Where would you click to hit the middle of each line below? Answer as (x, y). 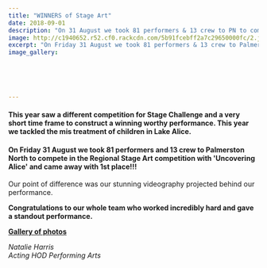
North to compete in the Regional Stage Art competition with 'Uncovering (132, 158)
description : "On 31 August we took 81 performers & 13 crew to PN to (128, 30)
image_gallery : (33, 52)
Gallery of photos (38, 232)
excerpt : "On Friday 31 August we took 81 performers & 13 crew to (122, 45)
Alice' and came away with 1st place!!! (73, 167)
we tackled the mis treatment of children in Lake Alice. (100, 131)
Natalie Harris (31, 247)
